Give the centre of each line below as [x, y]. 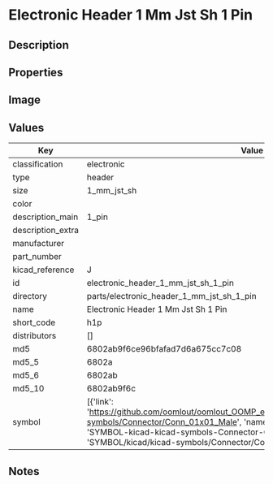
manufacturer [39, 244]
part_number [37, 257]
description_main [45, 217]
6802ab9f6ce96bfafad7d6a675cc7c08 [164, 349]
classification [38, 164]
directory [30, 296]
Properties [36, 72]
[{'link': [100, 402]
